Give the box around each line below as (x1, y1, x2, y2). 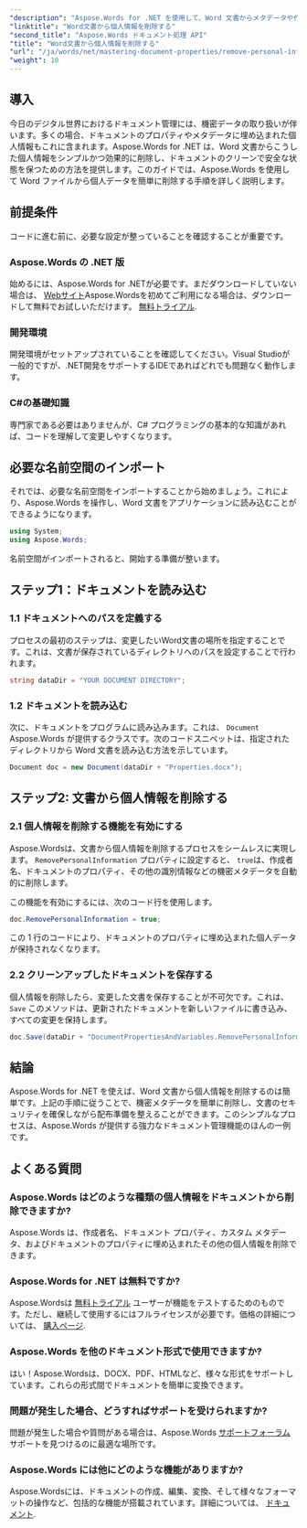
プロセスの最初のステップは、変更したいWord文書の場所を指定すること (9, 635, 278, 646)
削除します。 (25, 877, 73, 888)
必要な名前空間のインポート (9, 459, 166, 475)
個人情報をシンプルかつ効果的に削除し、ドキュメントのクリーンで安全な (16, 152, 290, 163)
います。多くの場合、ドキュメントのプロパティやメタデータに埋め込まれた (9, 129, 289, 140)
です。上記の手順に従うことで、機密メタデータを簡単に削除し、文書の (16, 1097, 281, 1108)
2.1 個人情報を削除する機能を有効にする (9, 820, 184, 833)
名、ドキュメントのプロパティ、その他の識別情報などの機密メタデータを (9, 865, 281, 876)
